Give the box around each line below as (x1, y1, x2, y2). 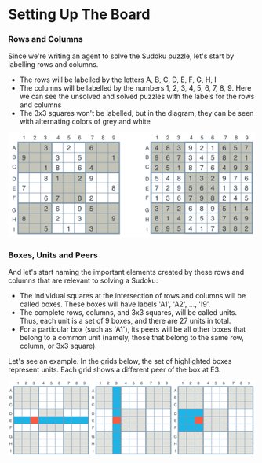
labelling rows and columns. (8, 60, 99, 69)
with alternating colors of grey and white (19, 117, 151, 127)
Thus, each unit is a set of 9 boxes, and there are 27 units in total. (19, 317, 231, 326)
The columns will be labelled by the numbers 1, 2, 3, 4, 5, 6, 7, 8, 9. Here (19, 83, 252, 93)
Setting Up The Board (8, 6, 151, 24)
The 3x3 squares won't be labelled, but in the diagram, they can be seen (19, 109, 254, 118)
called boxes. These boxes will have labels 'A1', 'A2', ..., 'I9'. (19, 299, 211, 309)
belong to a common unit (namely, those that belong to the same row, (19, 333, 245, 343)
